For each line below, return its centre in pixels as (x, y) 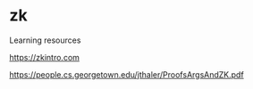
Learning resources (45, 40)
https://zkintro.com (45, 57)
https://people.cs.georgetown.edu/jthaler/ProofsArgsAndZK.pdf (126, 74)
